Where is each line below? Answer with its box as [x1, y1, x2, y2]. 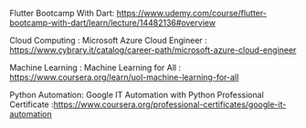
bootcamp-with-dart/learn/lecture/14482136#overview [9, 17, 216, 28]
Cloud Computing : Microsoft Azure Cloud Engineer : [9, 35, 207, 45]
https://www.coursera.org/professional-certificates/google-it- [53, 99, 287, 110]
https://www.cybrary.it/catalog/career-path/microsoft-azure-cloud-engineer [9, 44, 297, 55]
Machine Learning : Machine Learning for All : [9, 63, 181, 73]
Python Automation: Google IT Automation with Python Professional [9, 90, 265, 100]
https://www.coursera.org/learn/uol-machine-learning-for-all [9, 72, 239, 83]
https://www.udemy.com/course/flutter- [116, 8, 268, 18]
